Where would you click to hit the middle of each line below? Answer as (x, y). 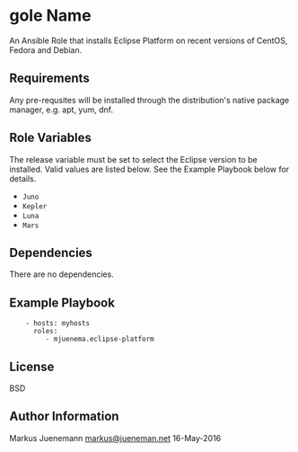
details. (23, 178)
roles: (45, 332)
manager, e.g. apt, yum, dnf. (61, 110)
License (32, 366)
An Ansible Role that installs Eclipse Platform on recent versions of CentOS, (149, 40)
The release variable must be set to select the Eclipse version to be (133, 159)
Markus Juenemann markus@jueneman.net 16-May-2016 (115, 438)
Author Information (64, 417)
